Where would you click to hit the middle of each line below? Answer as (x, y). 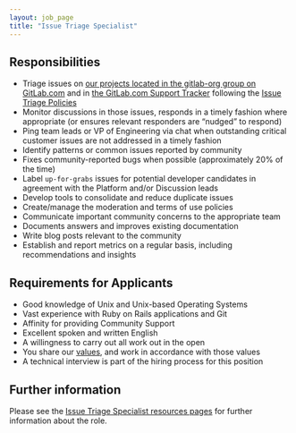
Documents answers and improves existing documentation (130, 226)
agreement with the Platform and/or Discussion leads (120, 188)
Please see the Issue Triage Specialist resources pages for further (131, 411)
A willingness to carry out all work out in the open (114, 343)
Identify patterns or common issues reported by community (132, 150)
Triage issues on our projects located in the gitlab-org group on (139, 84)
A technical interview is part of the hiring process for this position (143, 361)
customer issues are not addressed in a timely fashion (122, 140)
